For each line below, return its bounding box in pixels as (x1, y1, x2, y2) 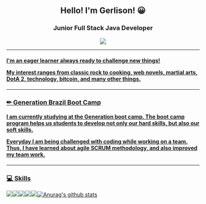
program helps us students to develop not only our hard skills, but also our (6, 120, 200, 127)
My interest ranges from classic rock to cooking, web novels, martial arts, (6, 69, 198, 76)
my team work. (6, 151, 45, 158)
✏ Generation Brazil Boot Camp (6, 98, 101, 106)
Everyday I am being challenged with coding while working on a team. (6, 138, 188, 145)
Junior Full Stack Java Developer (53, 24, 153, 32)
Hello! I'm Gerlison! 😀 (60, 5, 146, 16)
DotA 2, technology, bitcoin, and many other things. (6, 75, 141, 82)
